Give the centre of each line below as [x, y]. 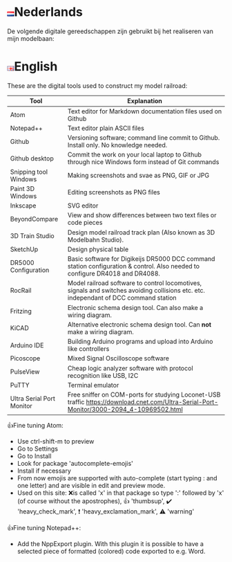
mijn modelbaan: [31, 38]
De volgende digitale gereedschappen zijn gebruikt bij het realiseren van [110, 31]
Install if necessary [44, 471]
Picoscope [25, 359]
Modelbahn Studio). [96, 239]
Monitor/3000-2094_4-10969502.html [125, 410]
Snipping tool [29, 172]
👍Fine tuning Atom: [35, 425]
